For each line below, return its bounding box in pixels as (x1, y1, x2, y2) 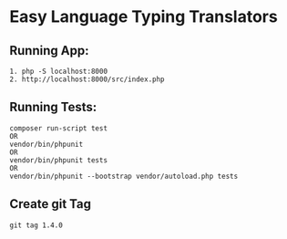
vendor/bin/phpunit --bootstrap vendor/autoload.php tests (9, 171, 239, 181)
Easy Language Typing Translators (9, 6, 278, 27)
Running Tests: (9, 99, 97, 115)
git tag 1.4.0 (9, 221, 64, 230)
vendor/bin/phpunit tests (9, 155, 108, 165)
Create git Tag (9, 196, 92, 212)
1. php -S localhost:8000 (9, 67, 108, 76)
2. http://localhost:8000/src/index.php (9, 75, 166, 84)
